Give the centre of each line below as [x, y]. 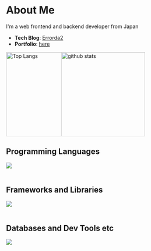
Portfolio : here [32, 44]
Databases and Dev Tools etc [60, 228]
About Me [30, 10]
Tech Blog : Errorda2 [39, 37]
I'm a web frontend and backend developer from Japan [72, 26]
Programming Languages [53, 152]
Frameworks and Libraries [55, 190]
